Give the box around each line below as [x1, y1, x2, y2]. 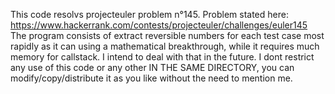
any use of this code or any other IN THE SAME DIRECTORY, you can [10, 62, 295, 73]
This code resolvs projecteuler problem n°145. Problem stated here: [10, 9, 289, 20]
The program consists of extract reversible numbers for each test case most [10, 30, 325, 41]
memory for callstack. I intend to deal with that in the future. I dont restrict [10, 51, 315, 63]
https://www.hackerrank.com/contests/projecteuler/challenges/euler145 [10, 19, 308, 31]
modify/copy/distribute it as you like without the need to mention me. [10, 72, 293, 84]
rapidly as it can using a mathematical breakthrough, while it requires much [10, 40, 320, 52]
